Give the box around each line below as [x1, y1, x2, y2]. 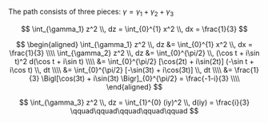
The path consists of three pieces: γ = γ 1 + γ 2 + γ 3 [8, 7, 174, 18]
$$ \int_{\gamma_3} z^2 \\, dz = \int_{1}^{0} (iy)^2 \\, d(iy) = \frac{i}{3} [18, 97, 250, 107]
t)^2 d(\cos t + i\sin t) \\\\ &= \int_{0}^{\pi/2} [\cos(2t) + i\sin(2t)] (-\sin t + [14, 56, 254, 66]
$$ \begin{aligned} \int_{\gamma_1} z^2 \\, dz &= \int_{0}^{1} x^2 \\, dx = [15, 39, 254, 49]
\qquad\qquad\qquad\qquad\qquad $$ [70, 105, 199, 115]
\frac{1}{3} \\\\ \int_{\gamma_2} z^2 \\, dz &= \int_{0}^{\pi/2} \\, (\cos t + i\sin [9, 48, 260, 58]
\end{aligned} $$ [106, 81, 163, 91]
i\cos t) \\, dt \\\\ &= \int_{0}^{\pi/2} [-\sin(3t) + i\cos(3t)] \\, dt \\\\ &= [9, 65, 234, 74]
